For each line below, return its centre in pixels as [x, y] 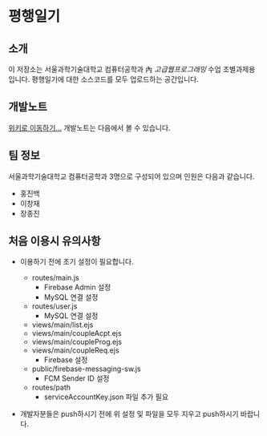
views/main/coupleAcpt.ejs [77, 333]
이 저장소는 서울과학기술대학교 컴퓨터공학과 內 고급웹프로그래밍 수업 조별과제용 [132, 69]
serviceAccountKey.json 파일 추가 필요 [106, 397]
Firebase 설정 [66, 360]
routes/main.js [55, 278]
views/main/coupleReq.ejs [75, 350]
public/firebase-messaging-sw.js [87, 369]
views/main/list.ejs [63, 325]
